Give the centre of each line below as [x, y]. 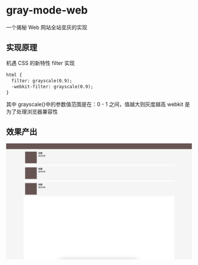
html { [14, 75]
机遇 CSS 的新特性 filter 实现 [40, 63]
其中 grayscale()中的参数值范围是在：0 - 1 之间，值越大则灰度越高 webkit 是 [98, 104]
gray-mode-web [47, 10]
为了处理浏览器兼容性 [32, 111]
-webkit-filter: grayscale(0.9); [52, 87]
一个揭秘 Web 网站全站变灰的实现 [47, 27]
